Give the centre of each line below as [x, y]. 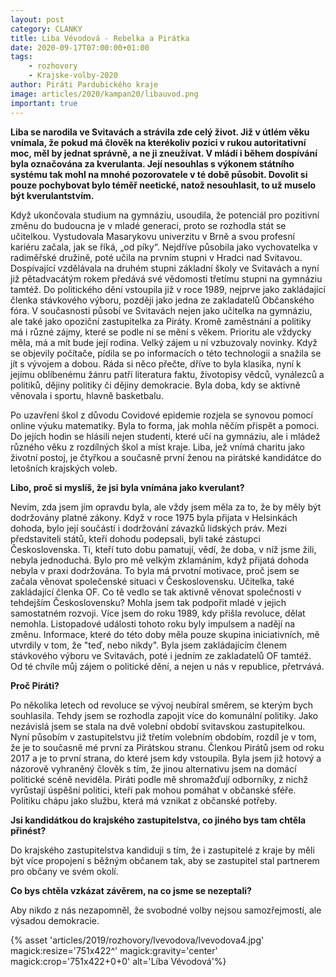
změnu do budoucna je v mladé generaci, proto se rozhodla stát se [148, 225]
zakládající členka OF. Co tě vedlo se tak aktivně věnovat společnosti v [156, 592]
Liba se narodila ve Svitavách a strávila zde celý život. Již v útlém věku [160, 132]
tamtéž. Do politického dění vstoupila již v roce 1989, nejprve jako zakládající [168, 289]
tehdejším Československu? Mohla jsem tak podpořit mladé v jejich [148, 602]
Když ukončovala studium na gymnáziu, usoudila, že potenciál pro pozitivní [165, 215]
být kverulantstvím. [52, 195]
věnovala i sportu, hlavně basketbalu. [87, 395]
